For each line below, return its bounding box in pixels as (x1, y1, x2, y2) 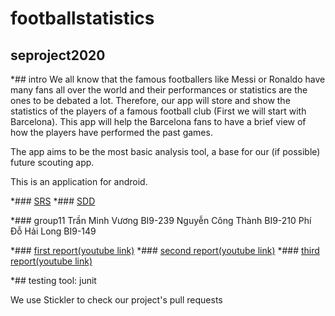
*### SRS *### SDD (10, 195, 96, 207)
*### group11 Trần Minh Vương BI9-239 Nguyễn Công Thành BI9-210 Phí (10, 215, 312, 226)
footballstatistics (10, 7, 155, 30)
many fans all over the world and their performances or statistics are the (10, 84, 308, 96)
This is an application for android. (10, 176, 148, 187)
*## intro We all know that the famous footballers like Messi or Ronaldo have (10, 73, 326, 85)
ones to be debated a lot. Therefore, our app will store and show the (10, 95, 291, 106)
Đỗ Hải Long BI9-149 (10, 225, 97, 237)
